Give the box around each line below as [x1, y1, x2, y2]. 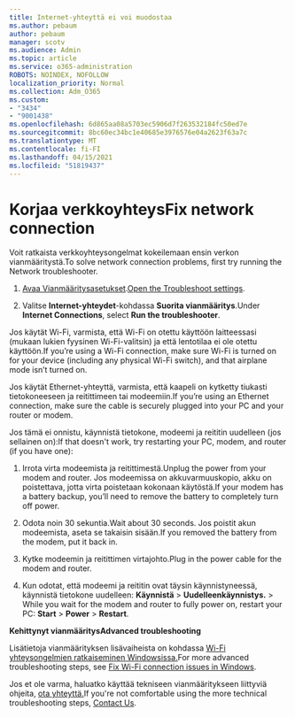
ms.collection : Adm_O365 [9, 87, 101, 96]
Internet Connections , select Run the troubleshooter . [21, 310, 221, 320]
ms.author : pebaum [9, 21, 77, 30]
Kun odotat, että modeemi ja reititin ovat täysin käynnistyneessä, [21, 581, 258, 591]
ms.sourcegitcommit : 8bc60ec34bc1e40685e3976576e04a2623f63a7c [9, 128, 248, 137]
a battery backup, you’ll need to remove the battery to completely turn [21, 491, 279, 502]
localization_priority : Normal [9, 79, 125, 88]
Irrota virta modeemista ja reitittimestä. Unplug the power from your [21, 463, 267, 474]
